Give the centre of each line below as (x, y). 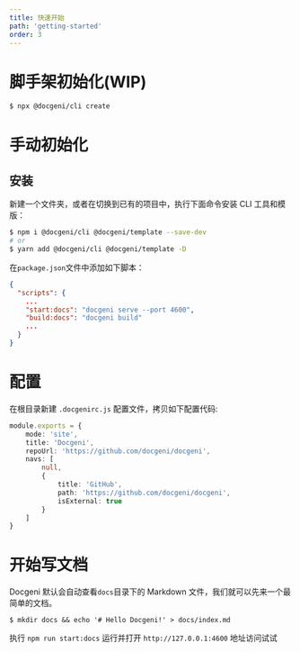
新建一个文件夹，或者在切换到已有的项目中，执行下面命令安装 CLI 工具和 (144, 204)
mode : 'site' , (52, 434)
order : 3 (26, 34)
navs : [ (40, 459)
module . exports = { (46, 426)
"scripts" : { (42, 293)
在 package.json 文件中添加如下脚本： (77, 267)
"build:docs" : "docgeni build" (84, 318)
